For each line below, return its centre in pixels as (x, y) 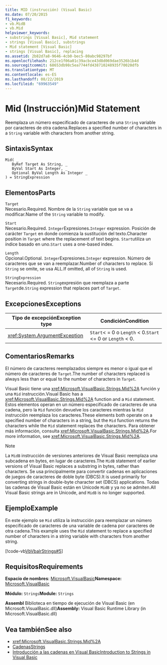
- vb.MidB (15, 24)
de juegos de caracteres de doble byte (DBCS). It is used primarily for (76, 477)
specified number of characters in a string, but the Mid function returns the (82, 420)
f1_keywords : (19, 19)
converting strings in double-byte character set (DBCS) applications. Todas (82, 482)
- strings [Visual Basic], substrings (45, 42)
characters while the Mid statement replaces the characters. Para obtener (80, 425)
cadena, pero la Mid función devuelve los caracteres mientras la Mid (74, 409)
